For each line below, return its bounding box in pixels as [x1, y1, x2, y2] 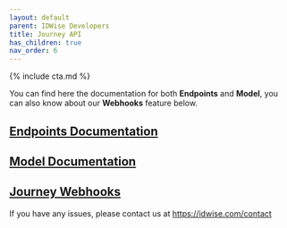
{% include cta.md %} [9, 71, 91, 81]
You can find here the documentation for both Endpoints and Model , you [9, 89, 279, 99]
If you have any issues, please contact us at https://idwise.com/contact [9, 207, 273, 219]
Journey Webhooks [9, 184, 122, 199]
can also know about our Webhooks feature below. [9, 97, 198, 108]
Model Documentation [9, 154, 137, 169]
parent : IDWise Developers [9, 21, 110, 30]
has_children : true [9, 38, 82, 47]
